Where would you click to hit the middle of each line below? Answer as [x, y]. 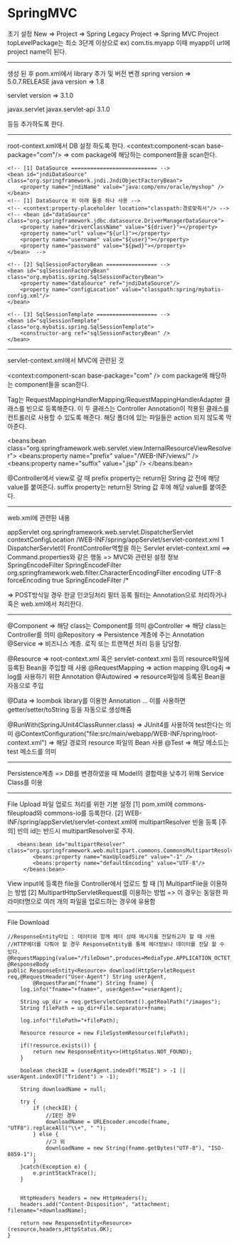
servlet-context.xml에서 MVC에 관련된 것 [66, 360]
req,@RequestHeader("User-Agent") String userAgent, [87, 977]
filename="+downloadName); [47, 1210]
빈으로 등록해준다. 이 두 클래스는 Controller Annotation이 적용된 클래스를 [128, 408]
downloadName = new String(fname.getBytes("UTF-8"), [125, 1148]
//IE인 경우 [61, 1115]
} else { [46, 1134]
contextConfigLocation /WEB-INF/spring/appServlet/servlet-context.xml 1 [116, 540]
